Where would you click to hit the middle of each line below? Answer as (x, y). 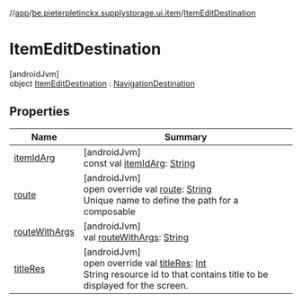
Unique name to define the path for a (161, 200)
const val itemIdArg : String (139, 163)
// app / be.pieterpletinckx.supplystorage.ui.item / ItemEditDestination (133, 13)
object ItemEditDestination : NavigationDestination (102, 83)
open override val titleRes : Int (145, 263)
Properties (40, 112)
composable (110, 212)
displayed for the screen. (136, 285)
